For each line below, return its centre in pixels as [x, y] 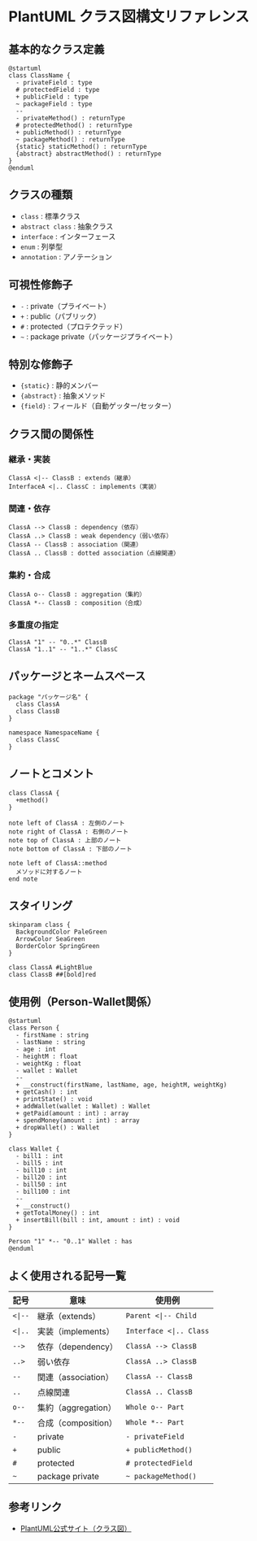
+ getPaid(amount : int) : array [72, 1114]
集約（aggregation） [76, 1408]
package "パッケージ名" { [49, 697]
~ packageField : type [54, 104]
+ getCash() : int [47, 1092]
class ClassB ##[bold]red [52, 975]
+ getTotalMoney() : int [58, 1213]
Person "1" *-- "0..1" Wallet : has [70, 1242]
